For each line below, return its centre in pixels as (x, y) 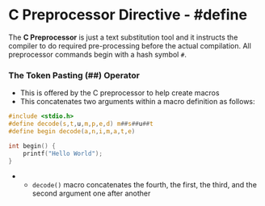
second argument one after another (91, 193)
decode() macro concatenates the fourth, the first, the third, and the (144, 185)
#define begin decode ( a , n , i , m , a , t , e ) (72, 131)
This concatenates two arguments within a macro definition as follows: (138, 102)
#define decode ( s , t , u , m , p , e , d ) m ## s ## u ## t (81, 124)
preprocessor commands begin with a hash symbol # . (98, 54)
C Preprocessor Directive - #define (128, 15)
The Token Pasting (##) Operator (74, 75)
